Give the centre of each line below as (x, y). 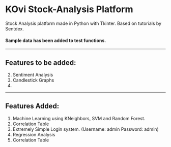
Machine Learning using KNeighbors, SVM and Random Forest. (79, 118)
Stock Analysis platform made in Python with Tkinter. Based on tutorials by (83, 23)
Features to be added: (41, 63)
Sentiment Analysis (33, 75)
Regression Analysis (34, 134)
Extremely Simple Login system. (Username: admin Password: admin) (85, 129)
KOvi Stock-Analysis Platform (69, 9)
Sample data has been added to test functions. (56, 40)
